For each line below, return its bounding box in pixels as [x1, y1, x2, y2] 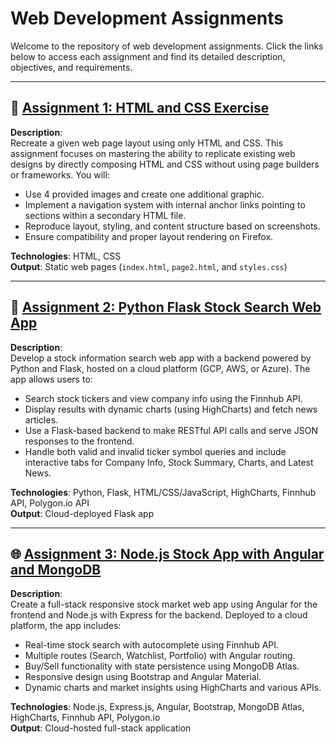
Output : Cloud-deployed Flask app [10, 507, 155, 519]
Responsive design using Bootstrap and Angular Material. [24, 671, 262, 683]
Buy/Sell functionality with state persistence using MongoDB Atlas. [24, 660, 300, 672]
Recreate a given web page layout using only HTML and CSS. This [10, 137, 284, 149]
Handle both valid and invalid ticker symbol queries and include [24, 445, 287, 457]
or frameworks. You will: [10, 168, 110, 181]
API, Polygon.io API [10, 497, 90, 509]
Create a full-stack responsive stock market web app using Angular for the [10, 598, 318, 611]
